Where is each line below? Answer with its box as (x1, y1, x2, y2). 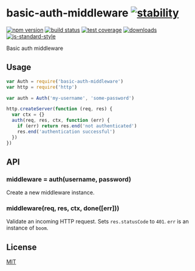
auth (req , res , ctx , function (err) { (12, 118, 111, 124)
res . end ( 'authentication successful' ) (17, 128, 115, 135)
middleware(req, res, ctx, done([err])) (6, 204, 120, 213)
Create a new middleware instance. (6, 189, 95, 196)
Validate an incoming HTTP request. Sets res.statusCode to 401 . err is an (6, 218, 190, 225)
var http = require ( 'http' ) (6, 84, 78, 90)
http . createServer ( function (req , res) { (6, 106, 113, 112)
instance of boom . (6, 224, 49, 231)
